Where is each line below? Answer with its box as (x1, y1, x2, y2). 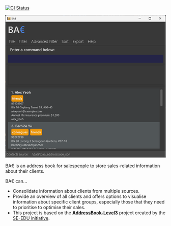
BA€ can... (5, 178, 27, 184)
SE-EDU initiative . (12, 215, 50, 221)
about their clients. (5, 168, 45, 174)
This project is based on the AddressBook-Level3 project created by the (12, 210, 166, 216)
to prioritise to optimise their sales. (12, 205, 85, 211)
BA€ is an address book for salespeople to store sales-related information (5, 163, 160, 169)
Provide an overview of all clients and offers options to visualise (12, 193, 147, 199)
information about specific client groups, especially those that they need (12, 199, 165, 205)
